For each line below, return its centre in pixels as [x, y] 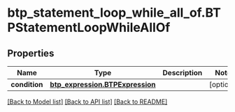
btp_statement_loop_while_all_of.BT [114, 13]
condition [27, 85]
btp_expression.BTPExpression [103, 85]
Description [183, 73]
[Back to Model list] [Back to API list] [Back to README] [87, 102]
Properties [31, 53]
